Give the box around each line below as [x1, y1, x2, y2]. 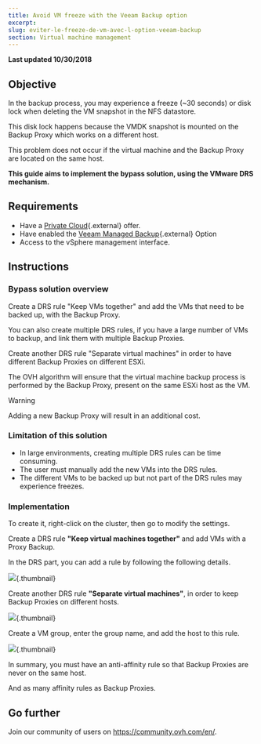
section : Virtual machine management [8, 33, 132, 42]
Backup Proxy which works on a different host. [8, 130, 159, 140]
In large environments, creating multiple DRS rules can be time [19, 448, 222, 457]
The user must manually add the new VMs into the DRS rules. [19, 464, 218, 474]
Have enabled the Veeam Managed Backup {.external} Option [19, 229, 217, 238]
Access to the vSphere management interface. [19, 237, 171, 247]
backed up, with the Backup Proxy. [8, 310, 121, 319]
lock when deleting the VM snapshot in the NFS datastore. [8, 107, 197, 116]
